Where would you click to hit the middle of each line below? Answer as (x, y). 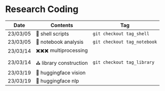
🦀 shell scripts (52, 34)
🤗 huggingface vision (61, 72)
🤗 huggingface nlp (57, 80)
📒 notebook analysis (60, 42)
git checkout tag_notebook (125, 42)
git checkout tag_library (123, 62)
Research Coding (42, 9)
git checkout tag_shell (121, 33)
